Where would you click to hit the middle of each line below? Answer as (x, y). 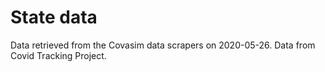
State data (54, 17)
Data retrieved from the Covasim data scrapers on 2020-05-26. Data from (163, 45)
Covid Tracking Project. (58, 55)
